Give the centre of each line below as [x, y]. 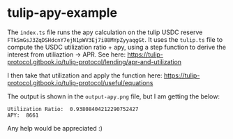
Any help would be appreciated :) [55, 128]
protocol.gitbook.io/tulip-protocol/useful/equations [80, 82]
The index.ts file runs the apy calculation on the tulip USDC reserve [105, 32]
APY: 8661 [23, 115]
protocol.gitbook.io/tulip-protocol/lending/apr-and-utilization [95, 61]
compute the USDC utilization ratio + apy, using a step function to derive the [117, 47]
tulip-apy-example [62, 13]
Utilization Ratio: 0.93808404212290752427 [73, 109]
